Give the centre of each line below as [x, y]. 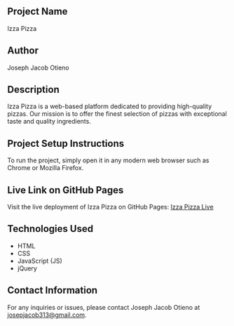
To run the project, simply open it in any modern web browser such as [108, 160]
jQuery [27, 268]
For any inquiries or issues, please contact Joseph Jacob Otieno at [104, 307]
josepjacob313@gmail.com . [47, 315]
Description [33, 90]
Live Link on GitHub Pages [66, 190]
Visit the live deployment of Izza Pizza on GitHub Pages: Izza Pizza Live [110, 207]
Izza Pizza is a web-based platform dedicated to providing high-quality [110, 106]
